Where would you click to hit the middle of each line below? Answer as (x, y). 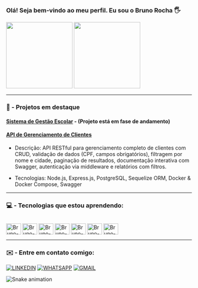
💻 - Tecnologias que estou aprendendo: (65, 205)
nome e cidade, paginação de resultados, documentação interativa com (102, 160)
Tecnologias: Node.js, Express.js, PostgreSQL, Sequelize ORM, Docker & (103, 178)
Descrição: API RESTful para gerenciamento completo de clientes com (100, 148)
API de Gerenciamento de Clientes (49, 135)
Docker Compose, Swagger (48, 184)
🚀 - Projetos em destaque (43, 107)
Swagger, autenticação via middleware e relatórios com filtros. (90, 167)
